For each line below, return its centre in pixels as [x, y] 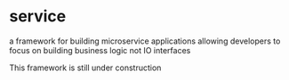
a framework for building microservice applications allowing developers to [145, 41]
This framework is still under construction [85, 68]
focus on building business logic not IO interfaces [100, 50]
